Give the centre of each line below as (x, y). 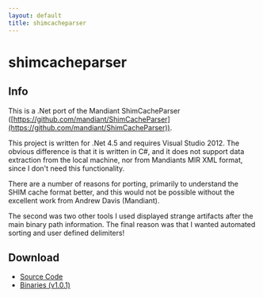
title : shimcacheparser (48, 23)
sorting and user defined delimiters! (67, 233)
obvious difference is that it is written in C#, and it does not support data (126, 151)
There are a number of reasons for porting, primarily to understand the (124, 183)
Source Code (41, 277)
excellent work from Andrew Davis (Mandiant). (84, 200)
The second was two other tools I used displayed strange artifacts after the (131, 216)
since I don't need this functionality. (67, 168)
